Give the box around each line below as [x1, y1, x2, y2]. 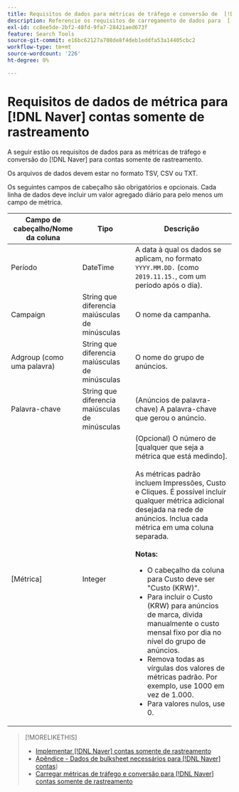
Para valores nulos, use [147, 699, 225, 709]
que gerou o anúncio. [134, 412, 206, 422]
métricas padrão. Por [147, 672, 218, 682]
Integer [82, 574, 107, 584]
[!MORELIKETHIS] [24, 733, 78, 741]
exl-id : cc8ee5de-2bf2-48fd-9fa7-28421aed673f [7, 24, 148, 31]
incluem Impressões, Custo [134, 478, 226, 488]
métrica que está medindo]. [134, 451, 228, 461]
